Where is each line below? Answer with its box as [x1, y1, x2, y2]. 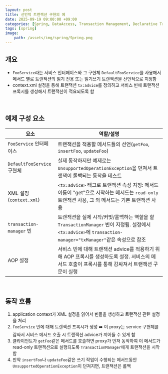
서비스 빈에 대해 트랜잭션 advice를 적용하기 [57, 245, 154, 253]
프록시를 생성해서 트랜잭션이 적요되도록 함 [12, 88, 94, 94]
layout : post [5, 7, 32, 13]
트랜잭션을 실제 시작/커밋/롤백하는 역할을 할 [57, 213, 154, 220]
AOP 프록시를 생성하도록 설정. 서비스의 [63, 253, 150, 260]
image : [5, 31, 19, 36]
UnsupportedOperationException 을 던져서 [57, 164, 152, 171]
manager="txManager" [57, 237, 106, 242]
